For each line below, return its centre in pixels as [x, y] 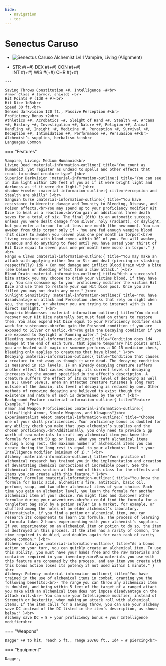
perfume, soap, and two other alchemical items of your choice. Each [79, 487]
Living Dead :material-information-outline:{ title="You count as [75, 165]
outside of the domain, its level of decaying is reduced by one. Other [82, 387]
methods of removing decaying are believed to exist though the [73, 391]
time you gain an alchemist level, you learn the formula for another [80, 491]
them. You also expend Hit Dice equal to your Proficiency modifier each [83, 322]
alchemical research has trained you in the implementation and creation [83, 461]
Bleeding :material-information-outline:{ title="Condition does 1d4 [79, 339]
